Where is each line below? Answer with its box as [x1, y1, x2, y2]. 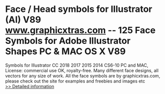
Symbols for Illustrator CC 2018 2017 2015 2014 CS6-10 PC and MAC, [5, 62, 149, 68]
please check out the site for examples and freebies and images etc [5, 78, 145, 84]
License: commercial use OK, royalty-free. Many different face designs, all [5, 67, 159, 73]
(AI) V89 [5, 14, 41, 25]
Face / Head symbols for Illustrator [5, 3, 152, 15]
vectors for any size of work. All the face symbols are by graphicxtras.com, [5, 73, 160, 79]
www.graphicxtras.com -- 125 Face [5, 25, 156, 36]
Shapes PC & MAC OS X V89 [5, 46, 126, 57]
